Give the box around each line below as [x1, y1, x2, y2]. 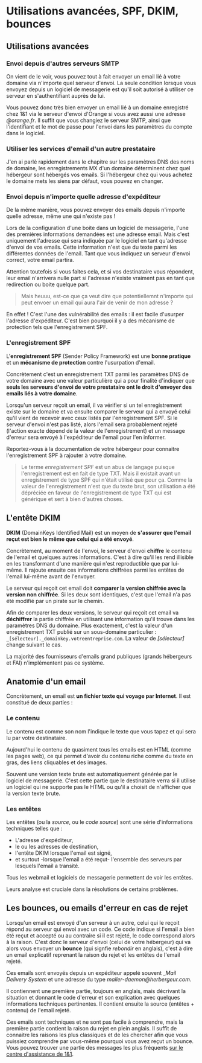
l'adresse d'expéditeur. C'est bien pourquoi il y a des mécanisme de [6, 317, 175, 324]
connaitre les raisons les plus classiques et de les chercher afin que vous [6, 1031, 188, 1038]
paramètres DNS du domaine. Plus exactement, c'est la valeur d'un [6, 622, 173, 629]
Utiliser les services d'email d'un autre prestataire [6, 144, 156, 153]
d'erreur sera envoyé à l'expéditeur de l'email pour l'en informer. [6, 433, 166, 441]
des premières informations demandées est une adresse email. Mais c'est [6, 231, 190, 238]
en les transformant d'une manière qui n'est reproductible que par [6, 560, 171, 567]
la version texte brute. [6, 790, 61, 797]
